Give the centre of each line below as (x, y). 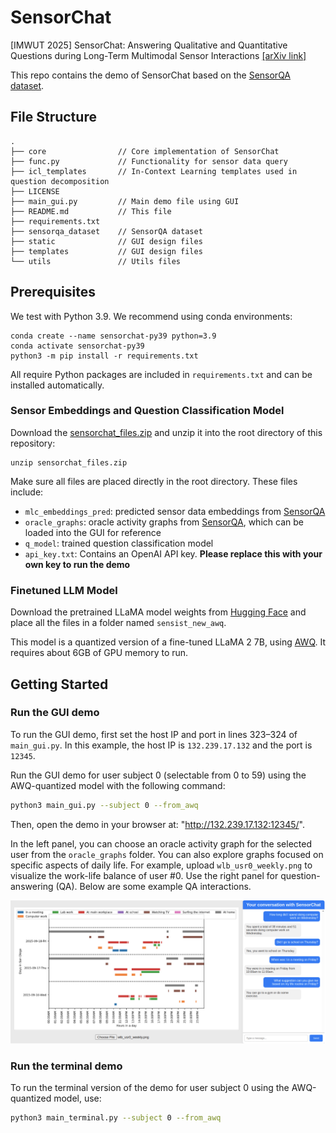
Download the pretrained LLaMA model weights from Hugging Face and (158, 612)
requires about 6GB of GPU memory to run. (99, 653)
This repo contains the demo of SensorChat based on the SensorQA (151, 75)
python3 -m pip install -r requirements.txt (104, 356)
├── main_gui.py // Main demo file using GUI (125, 201)
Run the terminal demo (66, 1066)
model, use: (77, 1098)
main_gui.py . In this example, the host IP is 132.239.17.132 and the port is (161, 745)
